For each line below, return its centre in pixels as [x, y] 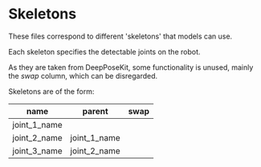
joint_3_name [37, 151]
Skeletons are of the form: [51, 91]
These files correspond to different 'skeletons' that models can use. [120, 36]
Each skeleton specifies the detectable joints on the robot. [104, 51]
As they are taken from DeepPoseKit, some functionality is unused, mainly [131, 67]
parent [95, 111]
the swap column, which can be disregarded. [83, 75]
